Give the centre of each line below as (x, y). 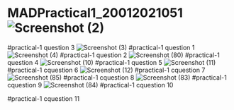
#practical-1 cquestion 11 (44, 98)
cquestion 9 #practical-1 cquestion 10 (90, 85)
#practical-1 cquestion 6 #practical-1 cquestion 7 (106, 70)
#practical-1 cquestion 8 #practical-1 (145, 77)
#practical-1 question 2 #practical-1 (140, 55)
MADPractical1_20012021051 (95, 13)
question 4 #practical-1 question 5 (85, 62)
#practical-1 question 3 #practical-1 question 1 (101, 47)
